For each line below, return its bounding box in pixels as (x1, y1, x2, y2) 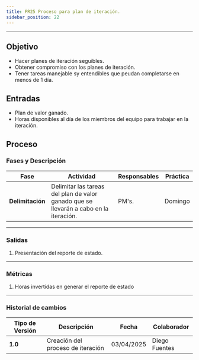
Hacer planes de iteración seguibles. (14, 58, 105, 65)
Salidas (6, 235, 28, 244)
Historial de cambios (6, 304, 67, 312)
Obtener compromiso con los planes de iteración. (14, 63, 136, 71)
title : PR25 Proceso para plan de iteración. (6, 8, 120, 15)
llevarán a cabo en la (51, 204, 109, 212)
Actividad (68, 172, 96, 180)
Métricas (6, 270, 33, 278)
